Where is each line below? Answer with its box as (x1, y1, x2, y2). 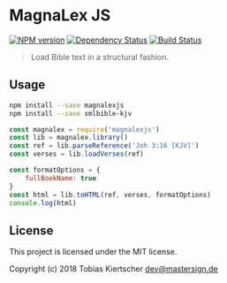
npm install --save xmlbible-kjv (9, 109, 132, 118)
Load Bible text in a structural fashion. (30, 51, 170, 62)
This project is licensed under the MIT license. (9, 247, 178, 257)
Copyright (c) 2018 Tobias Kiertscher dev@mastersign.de (9, 264, 218, 274)
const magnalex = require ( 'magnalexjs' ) (9, 125, 161, 134)
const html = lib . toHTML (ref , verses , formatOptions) (9, 190, 212, 199)
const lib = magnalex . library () (9, 134, 128, 142)
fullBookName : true (25, 173, 97, 182)
